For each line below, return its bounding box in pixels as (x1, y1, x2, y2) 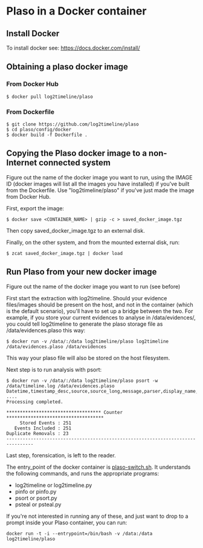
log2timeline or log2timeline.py (14, 482, 92, 489)
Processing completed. (6, 399, 63, 405)
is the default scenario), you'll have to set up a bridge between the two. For (6, 307, 193, 315)
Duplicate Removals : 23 (6, 430, 69, 436)
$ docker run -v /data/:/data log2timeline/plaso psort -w (6, 378, 158, 384)
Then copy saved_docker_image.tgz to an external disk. (6, 227, 145, 234)
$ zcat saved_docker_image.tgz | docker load (6, 250, 123, 256)
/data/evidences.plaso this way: (6, 326, 86, 334)
